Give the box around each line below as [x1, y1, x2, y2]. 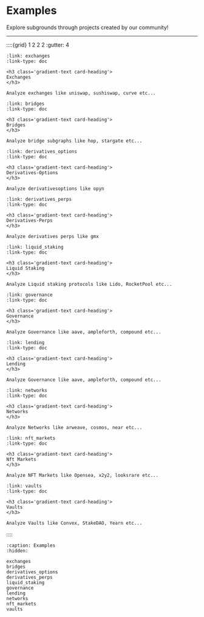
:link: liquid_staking [6, 244, 64, 250]
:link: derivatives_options [6, 148, 78, 155]
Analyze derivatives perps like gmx [6, 233, 99, 240]
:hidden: [6, 547, 29, 554]
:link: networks [6, 387, 47, 393]
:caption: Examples [6, 542, 56, 548]
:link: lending [6, 339, 45, 346]
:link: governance [6, 292, 53, 298]
